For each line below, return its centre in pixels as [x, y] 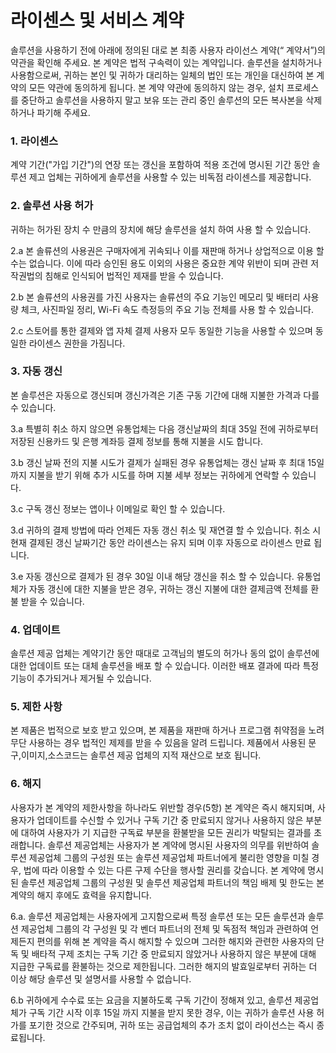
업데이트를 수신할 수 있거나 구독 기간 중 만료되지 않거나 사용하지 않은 [170, 820]
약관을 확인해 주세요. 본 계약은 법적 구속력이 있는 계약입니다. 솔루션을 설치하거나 [166, 62]
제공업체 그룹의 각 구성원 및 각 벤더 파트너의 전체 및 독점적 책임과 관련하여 [164, 928]
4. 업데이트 [35, 629]
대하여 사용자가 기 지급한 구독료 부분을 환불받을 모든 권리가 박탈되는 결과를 [166, 832]
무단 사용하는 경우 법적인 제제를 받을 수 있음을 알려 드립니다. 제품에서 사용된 [158, 743]
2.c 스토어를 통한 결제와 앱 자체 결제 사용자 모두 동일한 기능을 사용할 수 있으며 [161, 330]
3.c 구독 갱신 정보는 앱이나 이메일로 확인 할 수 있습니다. [118, 508]
